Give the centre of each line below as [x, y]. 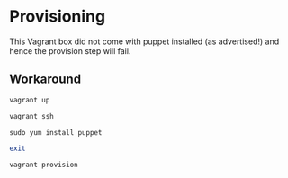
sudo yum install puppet [56, 132]
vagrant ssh [31, 116]
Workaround [45, 80]
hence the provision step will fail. [70, 50]
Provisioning [58, 17]
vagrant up [30, 100]
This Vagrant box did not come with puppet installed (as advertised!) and [144, 41]
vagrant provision [44, 165]
